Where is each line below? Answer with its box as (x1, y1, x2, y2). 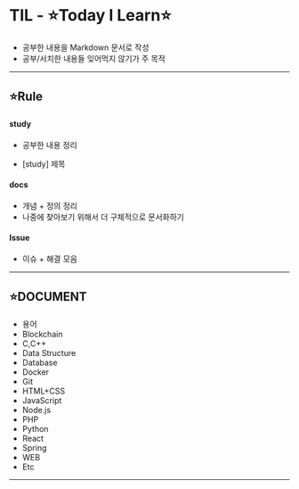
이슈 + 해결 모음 (21, 253, 78, 264)
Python (21, 423, 49, 434)
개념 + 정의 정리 (21, 200, 78, 211)
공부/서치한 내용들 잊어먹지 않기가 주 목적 (21, 53, 166, 63)
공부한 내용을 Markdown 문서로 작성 (21, 42, 149, 53)
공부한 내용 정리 (21, 139, 77, 150)
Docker (21, 366, 50, 377)
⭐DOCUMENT (9, 289, 87, 304)
